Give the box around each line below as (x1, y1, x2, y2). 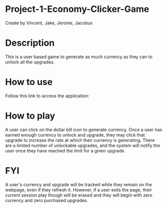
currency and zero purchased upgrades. (5, 197, 88, 203)
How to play (5, 110, 55, 121)
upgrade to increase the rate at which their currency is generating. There (5, 137, 155, 143)
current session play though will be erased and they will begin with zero (5, 192, 153, 198)
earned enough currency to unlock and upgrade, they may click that (5, 132, 145, 138)
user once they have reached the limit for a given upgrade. (5, 147, 126, 153)
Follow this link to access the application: (5, 93, 90, 99)
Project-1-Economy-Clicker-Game (5, 3, 150, 15)
